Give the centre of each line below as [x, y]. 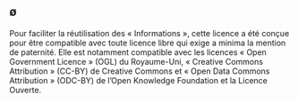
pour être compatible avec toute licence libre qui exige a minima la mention [148, 43]
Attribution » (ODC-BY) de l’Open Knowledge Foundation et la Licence [139, 80]
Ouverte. [26, 90]
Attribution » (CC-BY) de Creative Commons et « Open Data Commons [140, 71]
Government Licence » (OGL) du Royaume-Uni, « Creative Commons [136, 61]
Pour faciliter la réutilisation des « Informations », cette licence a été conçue [149, 33]
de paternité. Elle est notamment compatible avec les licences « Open [138, 52]
